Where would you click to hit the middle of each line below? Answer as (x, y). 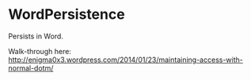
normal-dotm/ (31, 67)
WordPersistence (67, 15)
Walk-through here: (40, 51)
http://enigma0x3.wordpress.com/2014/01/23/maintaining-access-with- (125, 60)
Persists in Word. (36, 36)
